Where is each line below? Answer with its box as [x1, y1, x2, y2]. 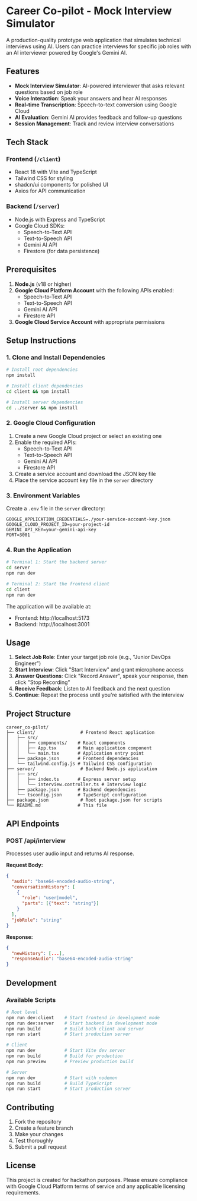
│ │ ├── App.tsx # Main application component [6, 745, 152, 751]
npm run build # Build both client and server [6, 1026, 144, 1032]
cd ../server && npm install [6, 405, 78, 411]
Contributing [6, 1102, 54, 1112]
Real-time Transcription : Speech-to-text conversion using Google [14, 101, 177, 108]
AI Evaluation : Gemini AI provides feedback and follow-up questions [14, 114, 182, 121]
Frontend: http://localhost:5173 [14, 614, 90, 622]
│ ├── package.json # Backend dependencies [6, 787, 136, 793]
